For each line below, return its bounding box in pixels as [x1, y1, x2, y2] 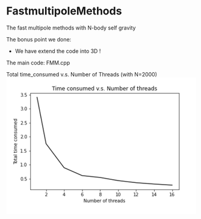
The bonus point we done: [6, 35, 72, 43]
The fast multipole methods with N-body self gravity [6, 24, 136, 31]
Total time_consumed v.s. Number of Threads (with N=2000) [6, 70, 158, 78]
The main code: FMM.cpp [6, 59, 70, 66]
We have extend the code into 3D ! [14, 47, 101, 55]
